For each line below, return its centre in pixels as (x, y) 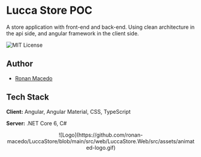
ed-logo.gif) (101, 147)
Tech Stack (28, 97)
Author (19, 64)
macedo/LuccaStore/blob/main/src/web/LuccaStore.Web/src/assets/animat (101, 141)
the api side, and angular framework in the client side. (73, 33)
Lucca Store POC (49, 10)
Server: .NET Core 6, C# (37, 123)
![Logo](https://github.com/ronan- (101, 135)
